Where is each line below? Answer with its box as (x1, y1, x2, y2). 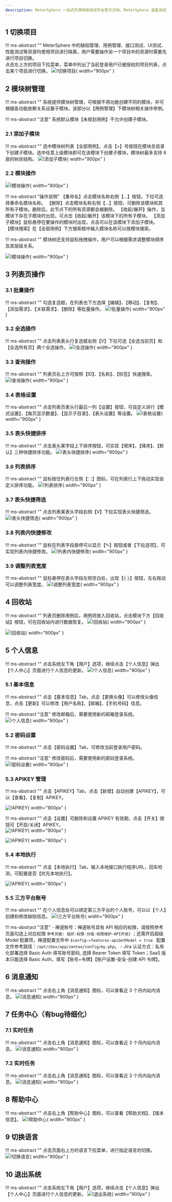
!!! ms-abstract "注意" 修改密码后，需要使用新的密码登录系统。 (5, 755, 137, 761)
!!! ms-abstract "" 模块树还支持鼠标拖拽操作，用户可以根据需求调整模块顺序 (5, 236, 164, 242)
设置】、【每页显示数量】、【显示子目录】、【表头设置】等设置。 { (9, 411, 163, 417)
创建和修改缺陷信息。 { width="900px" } (5, 913, 124, 920)
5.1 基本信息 (5, 681, 35, 688)
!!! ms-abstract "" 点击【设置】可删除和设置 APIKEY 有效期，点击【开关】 (5, 816, 160, 822)
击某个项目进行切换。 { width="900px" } (5, 68, 115, 74)
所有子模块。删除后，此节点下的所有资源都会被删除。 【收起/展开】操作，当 (5, 206, 165, 212)
